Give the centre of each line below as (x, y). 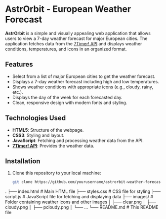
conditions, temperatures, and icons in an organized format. (66, 49)
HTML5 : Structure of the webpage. (48, 130)
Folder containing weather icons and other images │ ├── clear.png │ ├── (81, 202)
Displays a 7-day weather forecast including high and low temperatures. (85, 81)
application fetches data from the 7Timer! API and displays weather (74, 43)
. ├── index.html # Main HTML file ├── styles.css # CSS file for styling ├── (83, 191)
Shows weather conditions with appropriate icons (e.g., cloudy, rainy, (83, 87)
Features (19, 64)
